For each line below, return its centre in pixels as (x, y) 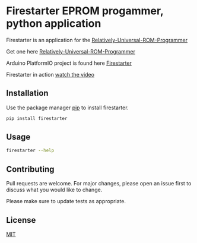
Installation (27, 93)
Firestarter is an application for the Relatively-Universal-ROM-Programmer (97, 40)
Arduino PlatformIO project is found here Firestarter (69, 63)
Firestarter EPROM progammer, (85, 11)
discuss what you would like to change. (54, 190)
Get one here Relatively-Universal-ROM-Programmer (71, 51)
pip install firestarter (37, 118)
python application (54, 23)
